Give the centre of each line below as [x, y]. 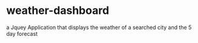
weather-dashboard [58, 11]
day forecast [22, 33]
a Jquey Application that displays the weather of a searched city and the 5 [99, 27]
